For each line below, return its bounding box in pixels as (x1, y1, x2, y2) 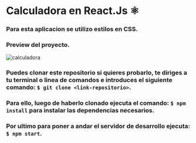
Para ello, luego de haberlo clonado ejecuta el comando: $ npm (6, 99, 186, 107)
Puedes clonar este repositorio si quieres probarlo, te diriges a (6, 69, 188, 77)
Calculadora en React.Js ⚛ (6, 4, 140, 18)
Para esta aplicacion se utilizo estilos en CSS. (6, 25, 138, 33)
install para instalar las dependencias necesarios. (6, 107, 154, 115)
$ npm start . (6, 130, 42, 138)
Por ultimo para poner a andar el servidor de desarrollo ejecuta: (6, 122, 191, 130)
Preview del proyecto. (6, 41, 70, 49)
